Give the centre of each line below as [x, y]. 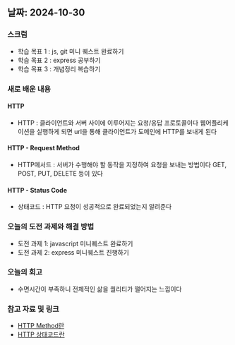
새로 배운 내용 [29, 89]
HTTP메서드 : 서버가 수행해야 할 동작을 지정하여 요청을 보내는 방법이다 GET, [122, 165]
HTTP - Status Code [37, 190]
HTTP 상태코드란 [41, 334]
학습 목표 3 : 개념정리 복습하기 [59, 68]
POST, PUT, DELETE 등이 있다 [60, 174]
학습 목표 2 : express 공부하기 [59, 60]
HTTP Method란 [41, 326]
